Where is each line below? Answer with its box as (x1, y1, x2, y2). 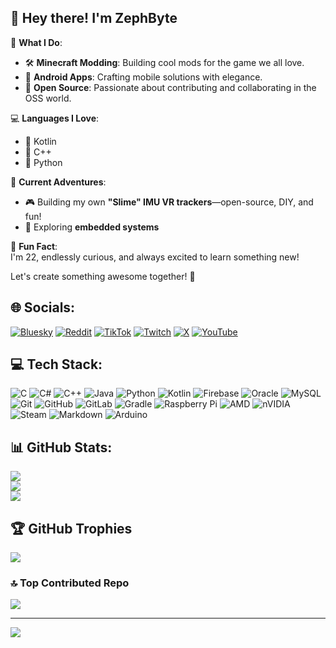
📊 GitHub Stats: (10, 439, 113, 456)
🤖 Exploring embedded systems (24, 221, 160, 233)
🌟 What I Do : (10, 36, 63, 48)
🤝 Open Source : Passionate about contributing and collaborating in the (24, 81, 317, 93)
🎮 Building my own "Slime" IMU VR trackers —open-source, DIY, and (24, 196, 314, 208)
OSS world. (24, 92, 72, 104)
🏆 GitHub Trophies (10, 520, 133, 537)
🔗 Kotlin (24, 135, 57, 147)
